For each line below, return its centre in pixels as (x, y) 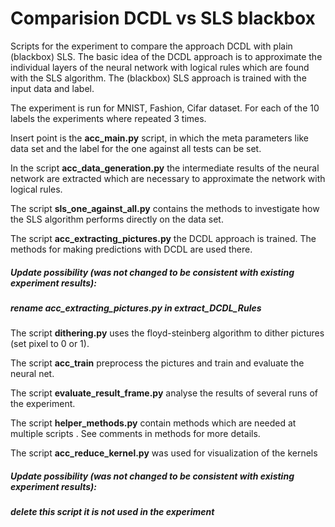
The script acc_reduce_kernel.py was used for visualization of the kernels (164, 453)
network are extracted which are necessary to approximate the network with (168, 178)
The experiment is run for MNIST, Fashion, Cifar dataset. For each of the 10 (165, 108)
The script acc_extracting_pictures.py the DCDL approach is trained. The (163, 238)
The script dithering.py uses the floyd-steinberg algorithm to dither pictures (167, 333)
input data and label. (52, 88)
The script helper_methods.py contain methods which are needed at (153, 423)
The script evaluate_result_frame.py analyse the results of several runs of (164, 393)
